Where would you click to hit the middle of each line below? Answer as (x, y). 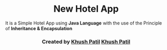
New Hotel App (86, 9)
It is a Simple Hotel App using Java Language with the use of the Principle (84, 23)
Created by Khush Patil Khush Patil (86, 41)
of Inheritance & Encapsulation (39, 28)
